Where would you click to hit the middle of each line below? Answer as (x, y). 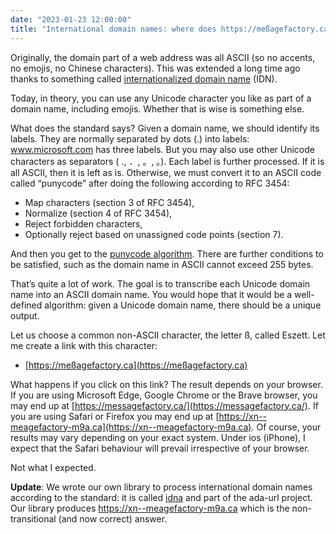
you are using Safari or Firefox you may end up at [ (115, 416)
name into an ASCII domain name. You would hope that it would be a (151, 294)
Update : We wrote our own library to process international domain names (161, 487)
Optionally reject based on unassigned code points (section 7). (154, 234)
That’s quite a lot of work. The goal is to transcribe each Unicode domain (160, 283)
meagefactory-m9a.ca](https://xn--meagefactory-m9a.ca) (131, 427)
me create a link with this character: (84, 345)
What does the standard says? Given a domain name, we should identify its (165, 128)
